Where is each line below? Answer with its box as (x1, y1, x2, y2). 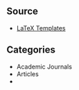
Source (6, 6, 39, 17)
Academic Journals (16, 62, 72, 71)
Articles (16, 69, 39, 78)
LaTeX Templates (16, 24, 67, 32)
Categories (6, 44, 56, 56)
